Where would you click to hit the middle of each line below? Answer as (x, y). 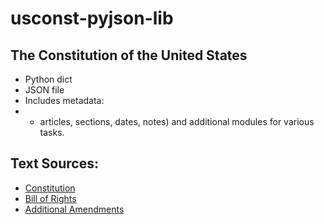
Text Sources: (54, 163)
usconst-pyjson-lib (92, 18)
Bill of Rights (50, 198)
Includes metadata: (64, 100)
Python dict (48, 79)
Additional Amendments (74, 209)
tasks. (52, 132)
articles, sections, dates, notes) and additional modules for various (177, 121)
